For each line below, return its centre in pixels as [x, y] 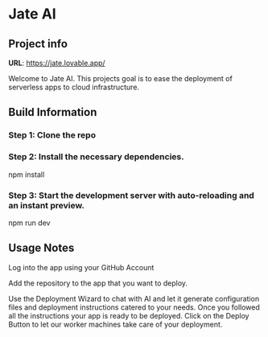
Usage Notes [41, 248]
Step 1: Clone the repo [52, 135]
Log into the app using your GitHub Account [81, 267]
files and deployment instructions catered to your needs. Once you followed [134, 307]
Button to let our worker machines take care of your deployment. [115, 324]
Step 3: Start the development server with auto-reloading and [132, 195]
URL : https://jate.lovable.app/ [57, 63]
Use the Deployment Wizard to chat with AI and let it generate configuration [134, 298]
